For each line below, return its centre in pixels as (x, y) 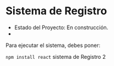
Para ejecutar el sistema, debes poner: (53, 45)
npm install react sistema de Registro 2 (56, 56)
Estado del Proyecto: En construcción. (61, 27)
